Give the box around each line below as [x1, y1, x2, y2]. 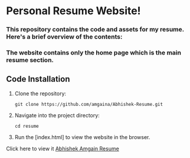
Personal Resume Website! [6, 4, 141, 18]
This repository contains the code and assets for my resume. [6, 25, 184, 34]
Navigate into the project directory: [14, 111, 100, 119]
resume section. [6, 56, 54, 65]
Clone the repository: [14, 90, 67, 97]
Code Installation [6, 74, 70, 84]
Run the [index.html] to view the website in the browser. [14, 133, 150, 140]
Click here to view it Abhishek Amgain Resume [6, 145, 119, 152]
